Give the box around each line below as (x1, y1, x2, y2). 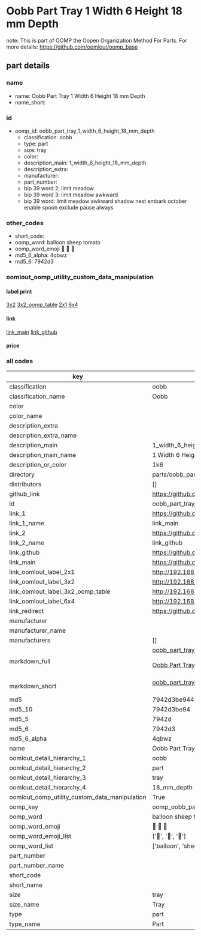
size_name (9, 901, 39, 909)
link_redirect (9, 607, 44, 615)
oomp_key (9, 803, 39, 811)
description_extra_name (9, 431, 77, 439)
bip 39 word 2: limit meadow (23, 184, 95, 192)
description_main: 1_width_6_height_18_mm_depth (23, 159, 147, 166)
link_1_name (9, 519, 45, 528)
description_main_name (9, 451, 77, 459)
